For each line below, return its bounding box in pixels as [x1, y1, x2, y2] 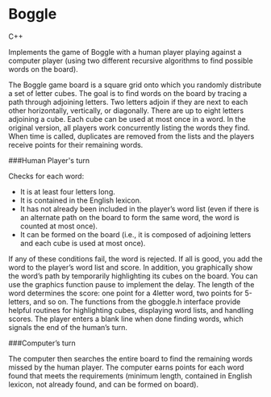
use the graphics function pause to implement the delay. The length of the [8, 279, 255, 289]
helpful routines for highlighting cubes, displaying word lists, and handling [8, 305, 254, 315]
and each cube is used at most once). [19, 238, 146, 248]
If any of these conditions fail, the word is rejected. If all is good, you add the [8, 253, 263, 263]
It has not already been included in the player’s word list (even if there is [19, 203, 260, 214]
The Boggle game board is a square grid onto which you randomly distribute [8, 80, 262, 90]
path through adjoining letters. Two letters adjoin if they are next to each [8, 97, 248, 107]
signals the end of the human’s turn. [8, 322, 127, 332]
